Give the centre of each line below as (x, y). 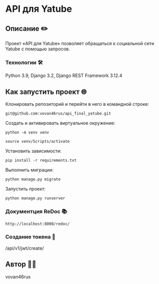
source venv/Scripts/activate (38, 142)
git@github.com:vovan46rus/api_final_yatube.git (58, 113)
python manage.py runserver (35, 198)
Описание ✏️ (27, 29)
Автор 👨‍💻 (21, 264)
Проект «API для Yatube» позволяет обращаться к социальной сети (80, 43)
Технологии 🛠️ (24, 62)
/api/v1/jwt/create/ (25, 248)
